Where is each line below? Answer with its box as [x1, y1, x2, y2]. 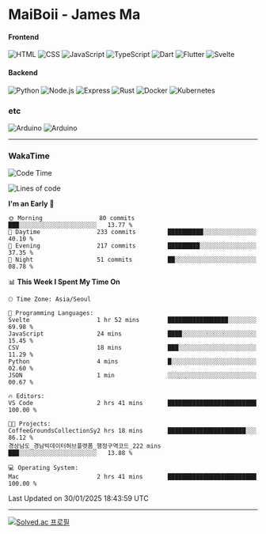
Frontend [8, 32, 40, 41]
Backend [8, 67, 38, 77]
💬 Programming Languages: [8, 309, 93, 317]
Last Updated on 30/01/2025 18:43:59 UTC [8, 494, 149, 503]
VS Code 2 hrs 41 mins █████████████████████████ [8, 400, 257, 407]
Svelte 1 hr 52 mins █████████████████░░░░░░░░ [8, 316, 257, 324]
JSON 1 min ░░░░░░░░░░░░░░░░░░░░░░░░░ [8, 372, 257, 380]
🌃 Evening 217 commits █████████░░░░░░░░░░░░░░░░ [8, 242, 257, 250]
